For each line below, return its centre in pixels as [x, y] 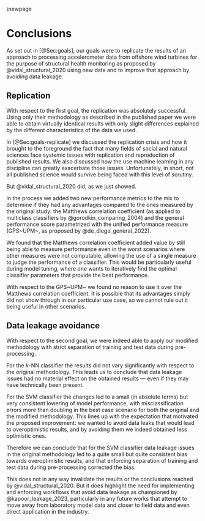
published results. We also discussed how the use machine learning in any [100, 161]
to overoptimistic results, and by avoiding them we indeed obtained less [97, 429]
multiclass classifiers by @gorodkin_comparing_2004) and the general [95, 217]
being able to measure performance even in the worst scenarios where [96, 249]
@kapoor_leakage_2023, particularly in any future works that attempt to [97, 498]
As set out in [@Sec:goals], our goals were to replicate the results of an [96, 50]
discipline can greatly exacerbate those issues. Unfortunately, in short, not [100, 168]
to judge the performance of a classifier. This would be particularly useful [99, 262]
